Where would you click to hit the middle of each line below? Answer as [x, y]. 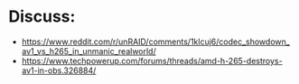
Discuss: [42, 17]
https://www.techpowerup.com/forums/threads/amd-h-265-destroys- [152, 61]
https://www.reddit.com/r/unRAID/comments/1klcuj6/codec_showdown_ [155, 42]
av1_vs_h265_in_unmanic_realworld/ [89, 51]
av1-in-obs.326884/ [59, 70]
